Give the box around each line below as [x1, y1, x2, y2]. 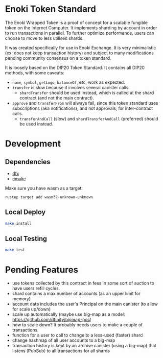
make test [5, 247, 25, 253]
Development [5, 138, 61, 149]
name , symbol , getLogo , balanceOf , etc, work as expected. [12, 79, 125, 85]
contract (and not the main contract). [19, 95, 94, 101]
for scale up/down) [12, 306, 51, 312]
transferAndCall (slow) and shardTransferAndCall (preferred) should [19, 116, 158, 121]
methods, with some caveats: [5, 70, 65, 75]
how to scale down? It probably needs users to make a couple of [12, 322, 143, 328]
